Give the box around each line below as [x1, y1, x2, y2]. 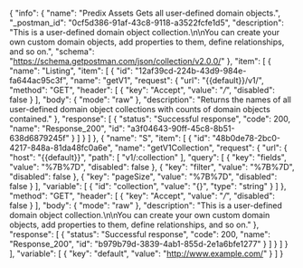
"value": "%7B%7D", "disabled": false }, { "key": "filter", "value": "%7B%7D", [9, 162, 295, 172]
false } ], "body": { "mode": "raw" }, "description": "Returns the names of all [9, 94, 292, 105]
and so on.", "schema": [9, 46, 95, 57]
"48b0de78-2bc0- [212, 133, 281, 143]
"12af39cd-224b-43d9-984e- [134, 65, 247, 76]
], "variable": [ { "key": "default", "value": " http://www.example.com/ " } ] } [9, 248, 284, 259]
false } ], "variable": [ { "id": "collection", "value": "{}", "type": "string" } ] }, [9, 181, 287, 191]
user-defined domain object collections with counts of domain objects [9, 104, 271, 114]
